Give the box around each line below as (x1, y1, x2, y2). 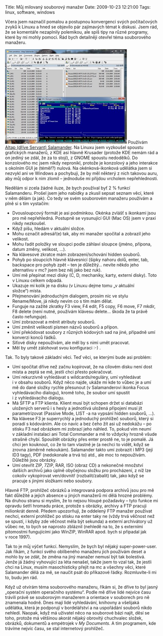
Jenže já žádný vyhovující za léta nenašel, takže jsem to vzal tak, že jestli (5, 559, 152, 565)
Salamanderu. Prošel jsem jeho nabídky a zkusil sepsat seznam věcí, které (5, 190, 154, 196)
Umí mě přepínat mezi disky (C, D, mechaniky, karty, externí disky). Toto (12, 272, 157, 278)
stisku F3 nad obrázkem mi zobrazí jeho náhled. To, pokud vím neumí (12, 426, 152, 431)
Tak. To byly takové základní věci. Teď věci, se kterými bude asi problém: (5, 354, 152, 360)
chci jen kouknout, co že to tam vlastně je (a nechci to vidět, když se (12, 442, 150, 447)
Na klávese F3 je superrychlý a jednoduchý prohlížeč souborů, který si (12, 416, 154, 421)
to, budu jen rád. (5, 574, 38, 580)
